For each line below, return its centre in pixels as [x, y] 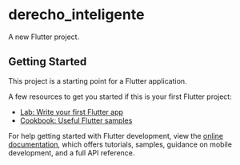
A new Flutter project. [44, 37]
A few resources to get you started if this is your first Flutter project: [120, 96]
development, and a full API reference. [72, 152]
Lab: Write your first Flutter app [72, 112]
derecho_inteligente [76, 15]
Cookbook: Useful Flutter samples [76, 120]
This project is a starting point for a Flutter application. [98, 81]
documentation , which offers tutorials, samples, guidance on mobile [120, 144]
